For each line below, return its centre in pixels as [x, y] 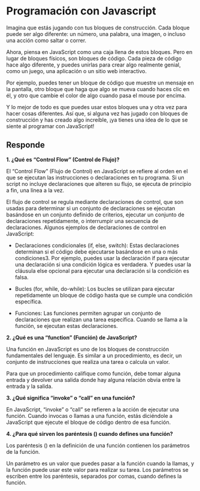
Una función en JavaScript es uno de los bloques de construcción [88, 349]
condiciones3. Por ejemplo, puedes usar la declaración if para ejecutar [102, 258]
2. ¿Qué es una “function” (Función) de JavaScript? [72, 338]
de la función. [23, 451]
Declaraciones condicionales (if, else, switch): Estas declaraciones [97, 245]
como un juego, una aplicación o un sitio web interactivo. [76, 71]
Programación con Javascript [81, 11]
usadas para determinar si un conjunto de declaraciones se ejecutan [91, 208]
